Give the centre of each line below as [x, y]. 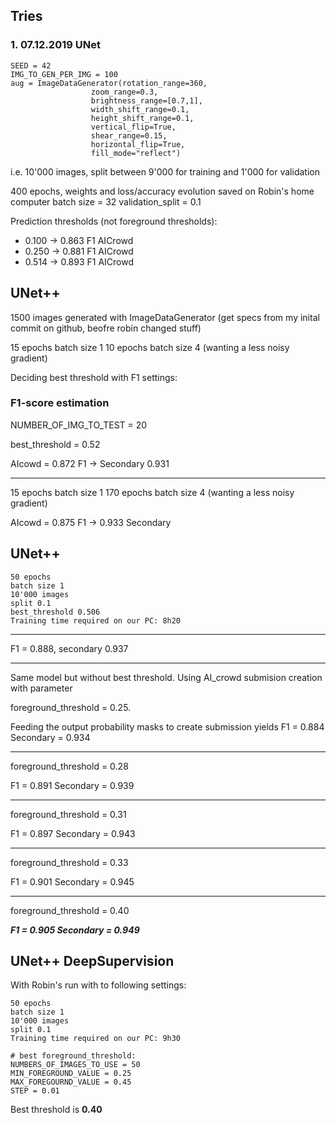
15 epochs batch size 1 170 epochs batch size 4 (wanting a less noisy [152, 492]
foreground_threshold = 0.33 [69, 862]
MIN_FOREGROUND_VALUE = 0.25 [71, 1074]
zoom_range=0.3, [124, 92]
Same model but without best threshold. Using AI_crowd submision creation [166, 677]
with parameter [41, 688]
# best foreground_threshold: [73, 1056]
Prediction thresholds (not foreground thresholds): [114, 221]
